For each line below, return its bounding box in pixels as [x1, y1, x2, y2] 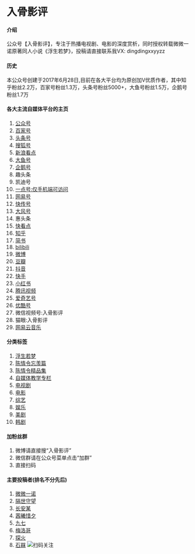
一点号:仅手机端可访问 [15, 185, 69, 192]
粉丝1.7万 [6, 91, 29, 98]
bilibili [15, 243, 30, 250]
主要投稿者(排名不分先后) [6, 476, 67, 483]
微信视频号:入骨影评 [15, 309, 63, 316]
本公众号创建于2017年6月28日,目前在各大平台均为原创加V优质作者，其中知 [6, 76, 187, 83]
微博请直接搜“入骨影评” [15, 447, 72, 454]
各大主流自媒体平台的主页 [6, 106, 69, 113]
